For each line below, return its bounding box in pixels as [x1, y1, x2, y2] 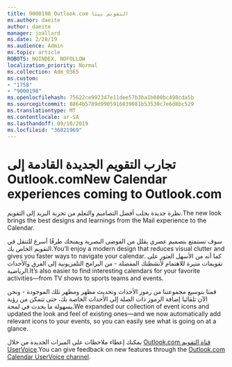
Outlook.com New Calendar [7, 171, 168, 187]
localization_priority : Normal [7, 62, 98, 69]
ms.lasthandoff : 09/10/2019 [7, 120, 89, 127]
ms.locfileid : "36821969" [7, 127, 82, 133]
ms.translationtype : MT [7, 107, 76, 114]
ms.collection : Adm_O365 [7, 68, 79, 75]
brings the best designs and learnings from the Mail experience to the [7, 216, 207, 225]
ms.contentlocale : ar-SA [7, 113, 79, 120]
